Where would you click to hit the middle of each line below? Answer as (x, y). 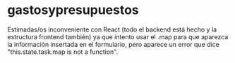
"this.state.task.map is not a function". (63, 52)
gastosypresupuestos (73, 10)
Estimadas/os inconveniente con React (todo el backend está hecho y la (112, 29)
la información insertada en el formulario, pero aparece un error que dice (114, 44)
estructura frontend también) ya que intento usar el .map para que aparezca (118, 36)
